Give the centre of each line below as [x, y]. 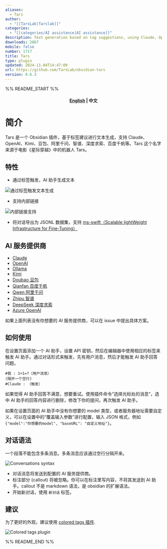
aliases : [14, 10]
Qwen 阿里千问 [28, 292]
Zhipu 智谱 [23, 299]
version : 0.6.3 [21, 75]
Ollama [20, 269]
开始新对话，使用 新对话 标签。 [43, 492]
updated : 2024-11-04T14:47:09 [37, 65]
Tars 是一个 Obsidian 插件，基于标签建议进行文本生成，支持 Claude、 [76, 137]
